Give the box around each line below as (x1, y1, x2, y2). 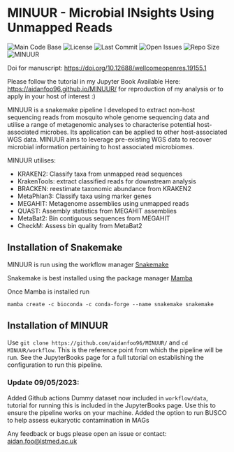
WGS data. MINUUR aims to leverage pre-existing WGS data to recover (7, 135, 212, 144)
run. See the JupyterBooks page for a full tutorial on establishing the (7, 353, 204, 361)
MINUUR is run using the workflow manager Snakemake (7, 260, 169, 269)
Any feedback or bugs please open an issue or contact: (7, 429, 167, 437)
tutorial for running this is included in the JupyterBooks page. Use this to (7, 401, 217, 409)
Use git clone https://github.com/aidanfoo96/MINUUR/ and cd (7, 338, 189, 347)
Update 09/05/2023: (7, 378, 80, 388)
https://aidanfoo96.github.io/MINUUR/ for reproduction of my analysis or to (7, 84, 224, 93)
